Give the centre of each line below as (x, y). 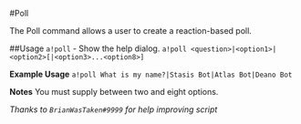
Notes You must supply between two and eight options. (114, 92)
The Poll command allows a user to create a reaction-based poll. (131, 31)
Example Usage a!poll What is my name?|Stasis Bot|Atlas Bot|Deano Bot (151, 74)
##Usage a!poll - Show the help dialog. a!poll (98, 48)
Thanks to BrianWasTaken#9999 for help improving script (114, 109)
